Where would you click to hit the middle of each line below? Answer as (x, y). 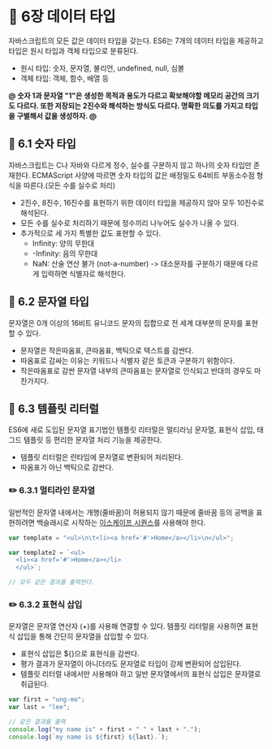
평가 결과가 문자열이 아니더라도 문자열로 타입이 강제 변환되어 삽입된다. (131, 664)
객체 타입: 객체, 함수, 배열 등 (65, 78)
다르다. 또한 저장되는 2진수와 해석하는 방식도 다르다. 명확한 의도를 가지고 (130, 106)
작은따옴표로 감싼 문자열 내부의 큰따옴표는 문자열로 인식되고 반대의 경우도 (136, 370)
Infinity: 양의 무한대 (63, 243)
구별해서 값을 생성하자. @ (57, 115)
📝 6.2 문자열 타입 (49, 302)
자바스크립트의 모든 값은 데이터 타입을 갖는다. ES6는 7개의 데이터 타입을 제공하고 (136, 41)
